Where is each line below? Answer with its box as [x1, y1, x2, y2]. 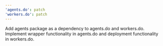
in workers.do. [5, 36, 35, 42]
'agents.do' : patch [5, 7, 45, 12]
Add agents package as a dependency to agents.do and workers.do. [5, 25, 145, 31]
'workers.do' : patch [5, 12, 48, 17]
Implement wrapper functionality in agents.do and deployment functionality [5, 31, 159, 37]
